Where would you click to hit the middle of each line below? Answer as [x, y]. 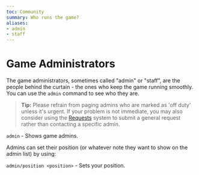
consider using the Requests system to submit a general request [101, 118]
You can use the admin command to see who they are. [73, 93]
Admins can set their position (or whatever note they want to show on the [97, 147]
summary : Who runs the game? [43, 17]
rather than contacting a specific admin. [70, 124]
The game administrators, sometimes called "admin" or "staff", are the [93, 81]
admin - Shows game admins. [42, 136]
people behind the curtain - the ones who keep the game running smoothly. [100, 87]
